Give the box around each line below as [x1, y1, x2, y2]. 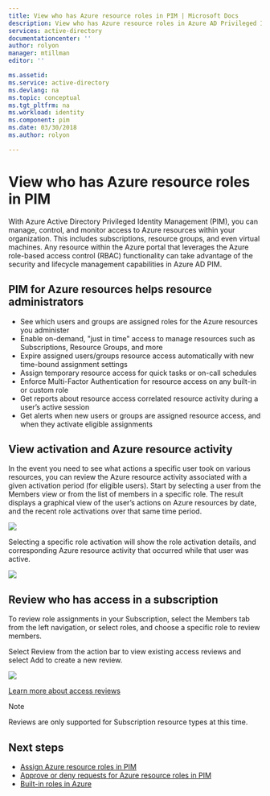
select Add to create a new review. [8, 655, 123, 665]
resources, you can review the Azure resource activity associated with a [8, 472, 247, 482]
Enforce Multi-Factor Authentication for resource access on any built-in [19, 376, 257, 386]
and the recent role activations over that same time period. [8, 506, 202, 516]
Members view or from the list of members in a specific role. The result [8, 489, 243, 499]
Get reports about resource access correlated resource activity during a [19, 394, 259, 403]
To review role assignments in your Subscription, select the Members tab [8, 614, 251, 624]
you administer [19, 325, 70, 335]
